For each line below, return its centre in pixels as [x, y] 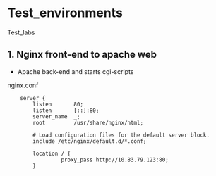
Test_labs [21, 32]
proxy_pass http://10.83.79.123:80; [115, 160]
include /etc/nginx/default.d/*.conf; [90, 141]
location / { [52, 153]
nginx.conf [23, 85]
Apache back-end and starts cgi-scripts [76, 71]
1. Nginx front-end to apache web [82, 55]
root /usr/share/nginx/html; [88, 122]
